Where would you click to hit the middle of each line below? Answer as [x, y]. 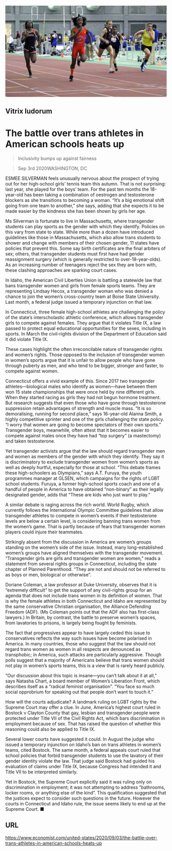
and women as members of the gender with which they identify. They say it [85, 456]
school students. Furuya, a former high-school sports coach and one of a [82, 484]
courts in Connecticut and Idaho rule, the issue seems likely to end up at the [85, 803]
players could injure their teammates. [44, 532]
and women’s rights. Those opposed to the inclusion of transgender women [85, 355]
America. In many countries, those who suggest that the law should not [80, 643]
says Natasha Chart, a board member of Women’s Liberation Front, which [83, 681]
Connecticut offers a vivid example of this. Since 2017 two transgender [80, 381]
